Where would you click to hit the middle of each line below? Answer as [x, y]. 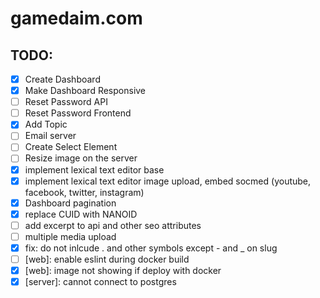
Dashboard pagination [70, 203]
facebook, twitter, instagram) [84, 192]
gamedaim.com [76, 18]
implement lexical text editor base [94, 169]
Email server [50, 136]
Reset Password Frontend [78, 113]
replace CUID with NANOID [81, 214]
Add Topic [46, 124]
